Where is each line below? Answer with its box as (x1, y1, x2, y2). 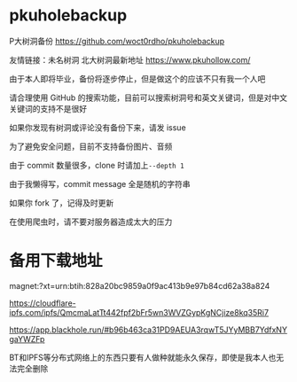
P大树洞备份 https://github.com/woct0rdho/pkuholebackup (9, 35, 225, 46)
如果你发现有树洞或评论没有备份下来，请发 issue (9, 121, 186, 133)
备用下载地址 (9, 251, 104, 271)
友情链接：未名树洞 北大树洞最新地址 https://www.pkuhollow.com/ (9, 54, 251, 65)
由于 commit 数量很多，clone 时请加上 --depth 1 (9, 160, 184, 170)
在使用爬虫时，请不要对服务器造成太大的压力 (9, 216, 173, 227)
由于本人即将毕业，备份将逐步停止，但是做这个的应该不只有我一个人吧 (9, 73, 266, 84)
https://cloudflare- (9, 298, 77, 308)
